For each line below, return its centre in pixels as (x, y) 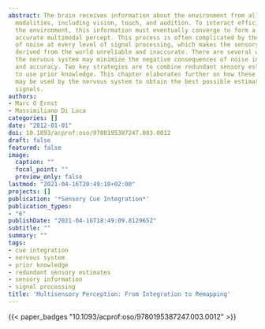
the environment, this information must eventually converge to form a (136, 30)
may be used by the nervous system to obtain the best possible (123, 81)
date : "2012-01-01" (40, 125)
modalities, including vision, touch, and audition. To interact (125, 23)
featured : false (35, 148)
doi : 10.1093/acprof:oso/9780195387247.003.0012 (90, 133)
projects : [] (30, 191)
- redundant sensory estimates (60, 272)
